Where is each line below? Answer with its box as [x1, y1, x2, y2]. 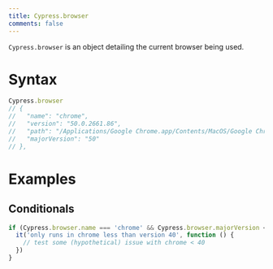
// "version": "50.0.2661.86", [8, 119, 122, 128]
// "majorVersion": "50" [8, 135, 100, 143]
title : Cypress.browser [8, 11, 89, 20]
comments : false [8, 20, 63, 28]
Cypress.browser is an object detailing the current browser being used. [8, 41, 245, 51]
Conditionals [8, 202, 75, 216]
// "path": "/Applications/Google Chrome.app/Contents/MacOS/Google [8, 127, 253, 135]
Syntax [8, 70, 58, 89]
